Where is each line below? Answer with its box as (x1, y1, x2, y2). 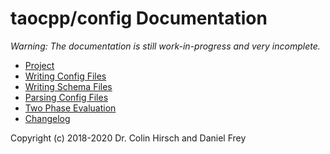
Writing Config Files (24, 70, 107, 82)
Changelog (24, 112, 71, 124)
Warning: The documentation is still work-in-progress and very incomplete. (10, 40, 321, 52)
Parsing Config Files (24, 91, 109, 103)
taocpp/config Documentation (10, 7, 268, 30)
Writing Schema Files (24, 80, 113, 92)
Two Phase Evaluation (24, 102, 117, 114)
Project (24, 59, 55, 71)
